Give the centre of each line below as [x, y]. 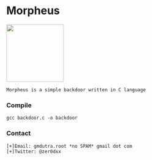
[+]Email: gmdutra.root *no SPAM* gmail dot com [69, 146]
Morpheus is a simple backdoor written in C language [76, 90]
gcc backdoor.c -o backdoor [42, 118]
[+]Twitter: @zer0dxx [34, 151]
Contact [19, 134]
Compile [19, 105]
